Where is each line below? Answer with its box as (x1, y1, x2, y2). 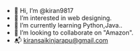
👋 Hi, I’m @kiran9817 (13, 7, 73, 14)
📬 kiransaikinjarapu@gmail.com (13, 37, 108, 44)
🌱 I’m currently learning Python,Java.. (13, 21, 122, 29)
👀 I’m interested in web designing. (13, 14, 112, 22)
